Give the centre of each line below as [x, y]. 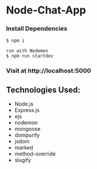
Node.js [24, 104]
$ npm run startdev [30, 56]
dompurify [27, 135]
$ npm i [15, 41]
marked [24, 148]
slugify [22, 160]
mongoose [27, 129]
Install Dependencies [37, 29]
